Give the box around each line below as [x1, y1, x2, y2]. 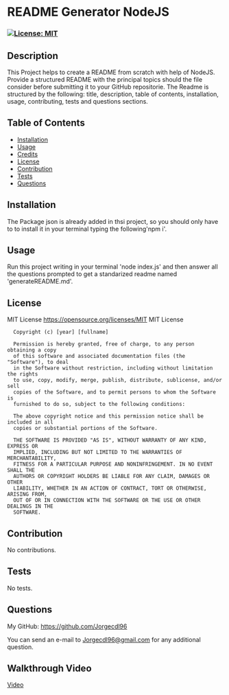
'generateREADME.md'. [7, 277, 73, 286]
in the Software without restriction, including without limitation [13, 365, 213, 372]
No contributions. [7, 545, 56, 554]
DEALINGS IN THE [7, 503, 53, 510]
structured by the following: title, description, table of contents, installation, [7, 90, 219, 98]
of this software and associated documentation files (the [13, 353, 186, 360]
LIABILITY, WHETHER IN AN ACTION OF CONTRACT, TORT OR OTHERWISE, [13, 485, 207, 492]
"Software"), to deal [7, 358, 69, 366]
